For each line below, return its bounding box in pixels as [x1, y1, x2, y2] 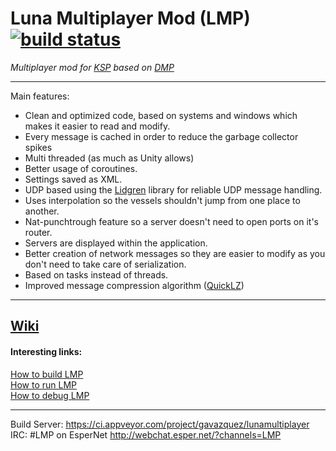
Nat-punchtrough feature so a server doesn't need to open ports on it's [24, 215, 320, 227]
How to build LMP [10, 368, 84, 380]
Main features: [10, 90, 70, 102]
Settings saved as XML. [24, 173, 123, 185]
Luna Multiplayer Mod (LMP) [10, 7, 251, 30]
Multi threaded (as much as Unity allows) [24, 152, 195, 164]
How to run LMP [10, 378, 77, 391]
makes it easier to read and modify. [24, 120, 171, 132]
